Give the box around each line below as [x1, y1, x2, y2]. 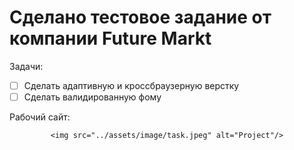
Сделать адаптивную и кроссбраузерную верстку [23, 79, 240, 91]
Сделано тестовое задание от [9, 6, 272, 29]
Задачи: [9, 60, 44, 72]
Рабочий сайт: [9, 111, 71, 123]
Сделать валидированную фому [23, 91, 162, 103]
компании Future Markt [9, 27, 212, 50]
